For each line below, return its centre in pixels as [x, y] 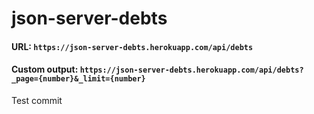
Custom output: [45, 69]
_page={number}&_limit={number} [78, 79]
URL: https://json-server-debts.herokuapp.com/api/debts [132, 46]
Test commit [37, 100]
